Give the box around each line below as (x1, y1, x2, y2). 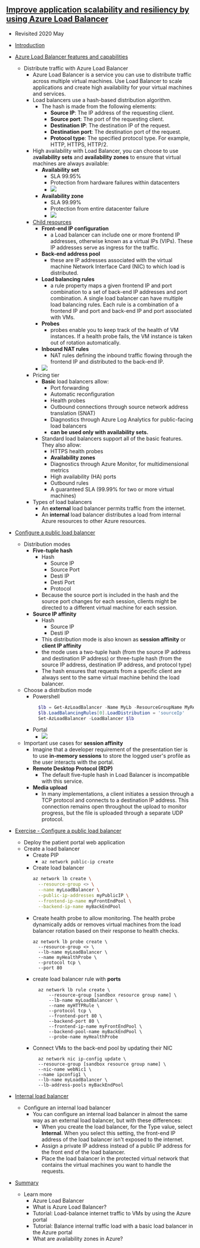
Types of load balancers (32, 498, 92, 505)
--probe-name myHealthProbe (48, 1034, 118, 1040)
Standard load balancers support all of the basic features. (41, 435, 183, 442)
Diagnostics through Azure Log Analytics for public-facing (50, 416, 193, 423)
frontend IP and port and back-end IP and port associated (50, 307, 192, 314)
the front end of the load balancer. (41, 1148, 126, 1155)
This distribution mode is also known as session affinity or (41, 635, 186, 643)
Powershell (32, 693, 60, 700)
